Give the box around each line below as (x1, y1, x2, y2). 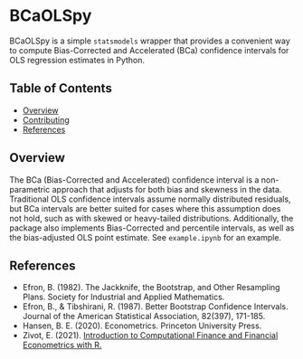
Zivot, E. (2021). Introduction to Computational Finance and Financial (22, 330, 279, 341)
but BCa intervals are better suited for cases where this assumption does (9, 203, 281, 213)
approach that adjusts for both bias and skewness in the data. (52, 184, 282, 194)
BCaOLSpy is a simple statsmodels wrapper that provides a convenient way (9, 35, 291, 46)
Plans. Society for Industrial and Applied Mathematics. (22, 291, 225, 303)
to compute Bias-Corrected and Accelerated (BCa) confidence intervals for (9, 44, 289, 55)
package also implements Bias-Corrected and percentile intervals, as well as (9, 222, 295, 233)
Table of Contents (9, 80, 113, 96)
